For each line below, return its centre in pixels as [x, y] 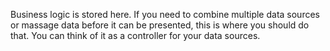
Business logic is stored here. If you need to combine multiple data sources [165, 14]
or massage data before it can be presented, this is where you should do [160, 25]
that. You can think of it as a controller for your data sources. [135, 35]
